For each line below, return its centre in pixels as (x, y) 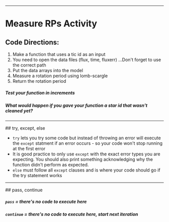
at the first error (29, 149)
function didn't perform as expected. (51, 165)
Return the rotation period (39, 81)
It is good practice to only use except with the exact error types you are (86, 154)
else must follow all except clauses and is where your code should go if (86, 170)
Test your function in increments (40, 93)
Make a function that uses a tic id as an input (59, 54)
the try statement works (37, 176)
